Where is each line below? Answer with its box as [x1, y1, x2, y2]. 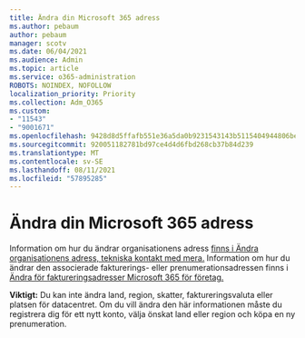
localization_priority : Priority [9, 89, 136, 98]
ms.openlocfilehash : [9, 132, 88, 141]
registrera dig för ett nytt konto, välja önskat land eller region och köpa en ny [9, 309, 296, 320]
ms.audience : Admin [9, 55, 84, 65]
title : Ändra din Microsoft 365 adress [9, 13, 161, 23]
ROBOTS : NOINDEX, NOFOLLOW [9, 81, 112, 90]
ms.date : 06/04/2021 [9, 47, 88, 56]
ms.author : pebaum [9, 22, 79, 31]
